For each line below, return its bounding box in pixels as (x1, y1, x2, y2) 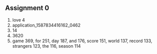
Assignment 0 (5, 4, 49, 12)
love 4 (12, 17, 26, 23)
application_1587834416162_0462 (12, 22, 81, 28)
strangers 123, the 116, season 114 (12, 43, 81, 49)
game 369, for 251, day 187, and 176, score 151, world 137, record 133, (12, 38, 153, 44)
